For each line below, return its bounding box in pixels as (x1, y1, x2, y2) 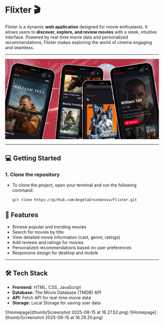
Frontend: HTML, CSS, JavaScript (12, 284, 82, 290)
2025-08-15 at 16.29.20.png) (45, 315, 103, 321)
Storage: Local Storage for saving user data (12, 300, 101, 306)
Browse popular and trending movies (12, 223, 87, 230)
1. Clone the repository (5, 171, 60, 178)
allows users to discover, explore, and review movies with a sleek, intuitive (5, 29, 157, 35)
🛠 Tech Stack (5, 269, 48, 278)
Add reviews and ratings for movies (12, 239, 84, 245)
